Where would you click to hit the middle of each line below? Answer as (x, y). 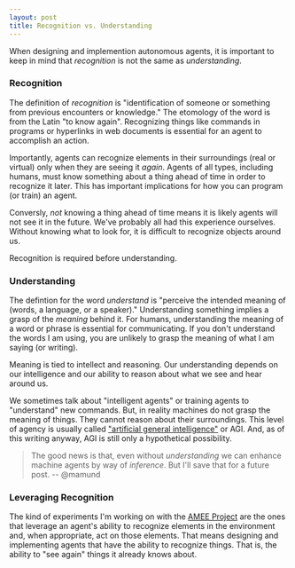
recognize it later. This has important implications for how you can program (146, 185)
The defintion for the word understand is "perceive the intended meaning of (147, 300)
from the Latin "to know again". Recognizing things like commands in (135, 122)
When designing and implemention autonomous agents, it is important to (142, 51)
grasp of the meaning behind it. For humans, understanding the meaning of (147, 319)
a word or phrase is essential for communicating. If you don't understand (142, 328)
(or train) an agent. (43, 195)
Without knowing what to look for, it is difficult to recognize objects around (145, 231)
